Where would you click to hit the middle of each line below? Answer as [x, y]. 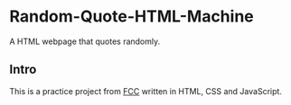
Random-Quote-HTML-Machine [132, 17]
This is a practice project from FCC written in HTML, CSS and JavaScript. [146, 91]
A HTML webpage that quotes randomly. [85, 41]
